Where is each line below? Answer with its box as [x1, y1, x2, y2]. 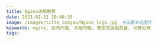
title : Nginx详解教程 [6, 8, 56, 15]
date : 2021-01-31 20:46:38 [6, 14, 73, 20]
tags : [6, 30, 20, 36]
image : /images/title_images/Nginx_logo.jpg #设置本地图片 [6, 19, 152, 25]
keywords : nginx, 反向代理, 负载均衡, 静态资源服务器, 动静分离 [6, 25, 151, 31]
